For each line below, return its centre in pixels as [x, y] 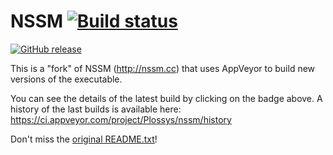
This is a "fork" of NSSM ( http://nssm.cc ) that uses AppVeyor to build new [163, 68]
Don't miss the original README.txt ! [84, 139]
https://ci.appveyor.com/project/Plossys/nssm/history [121, 119]
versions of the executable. [66, 79]
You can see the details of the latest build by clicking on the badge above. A [166, 98]
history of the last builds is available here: [96, 109]
